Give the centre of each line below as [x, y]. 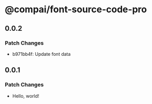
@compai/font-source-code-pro [76, 9]
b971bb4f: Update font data [41, 54]
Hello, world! [26, 96]
